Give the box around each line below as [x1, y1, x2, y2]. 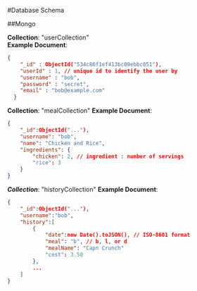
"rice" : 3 [32, 159, 61, 166]
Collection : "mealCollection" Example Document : [7, 106, 153, 115]
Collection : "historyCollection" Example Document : [7, 185, 158, 193]
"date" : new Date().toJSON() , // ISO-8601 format [44, 232, 191, 239]
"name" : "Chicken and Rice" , [20, 140, 106, 147]
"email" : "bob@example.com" [20, 87, 106, 94]
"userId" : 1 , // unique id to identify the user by [20, 67, 178, 75]
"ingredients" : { [20, 146, 71, 154]
